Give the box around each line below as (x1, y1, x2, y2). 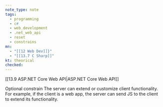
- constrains (9, 40, 37, 45)
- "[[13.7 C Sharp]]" (9, 53, 55, 58)
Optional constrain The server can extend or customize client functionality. (5, 86, 158, 92)
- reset (9, 35, 26, 40)
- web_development (9, 26, 48, 31)
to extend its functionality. (5, 96, 59, 102)
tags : (5, 12, 16, 17)
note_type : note (5, 7, 39, 12)
